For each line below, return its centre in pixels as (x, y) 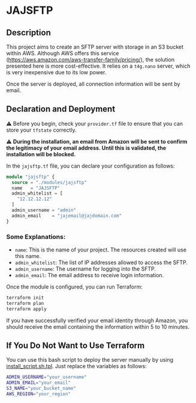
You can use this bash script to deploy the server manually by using (90, 360)
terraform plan (25, 303)
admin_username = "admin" (44, 210)
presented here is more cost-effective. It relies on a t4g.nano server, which (98, 66)
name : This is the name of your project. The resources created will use (101, 250)
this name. (28, 256)
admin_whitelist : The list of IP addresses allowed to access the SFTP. (101, 262)
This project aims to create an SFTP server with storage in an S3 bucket (95, 47)
